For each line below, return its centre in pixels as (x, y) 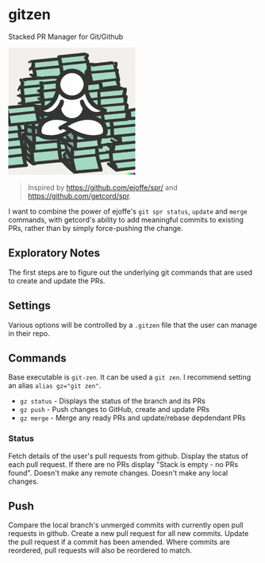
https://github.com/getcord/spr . (79, 195)
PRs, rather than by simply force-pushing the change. (96, 228)
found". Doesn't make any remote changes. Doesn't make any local (118, 472)
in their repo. (29, 333)
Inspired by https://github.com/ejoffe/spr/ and (102, 187)
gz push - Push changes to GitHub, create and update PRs (115, 410)
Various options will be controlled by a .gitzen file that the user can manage (133, 325)
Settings (30, 306)
